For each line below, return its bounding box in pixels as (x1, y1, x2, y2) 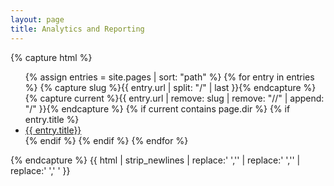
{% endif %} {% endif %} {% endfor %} (24, 134, 189, 146)
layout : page (10, 14, 65, 25)
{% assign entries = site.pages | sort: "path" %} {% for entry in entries (24, 71, 315, 83)
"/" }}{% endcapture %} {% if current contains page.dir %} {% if (24, 102, 291, 115)
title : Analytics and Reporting (10, 24, 145, 34)
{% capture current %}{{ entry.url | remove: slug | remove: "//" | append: (24, 92, 325, 104)
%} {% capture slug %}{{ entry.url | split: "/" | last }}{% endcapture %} (24, 81, 317, 93)
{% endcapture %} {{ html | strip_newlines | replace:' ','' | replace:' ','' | (10, 154, 301, 166)
